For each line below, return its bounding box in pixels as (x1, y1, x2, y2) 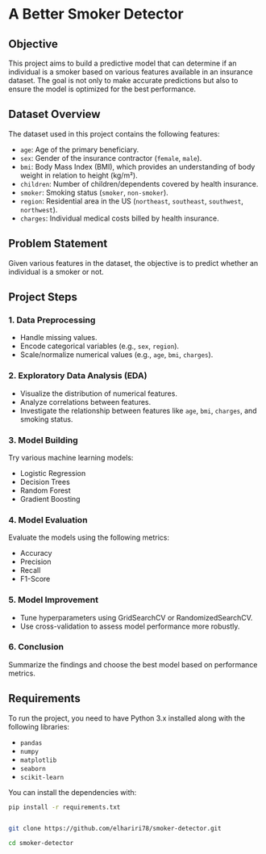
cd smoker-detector (8, 839, 74, 848)
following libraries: (8, 721, 70, 731)
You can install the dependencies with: (8, 787, 137, 797)
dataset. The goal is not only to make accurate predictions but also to (8, 76, 239, 85)
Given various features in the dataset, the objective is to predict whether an (8, 258, 259, 267)
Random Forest (19, 486, 71, 495)
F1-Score (19, 574, 51, 584)
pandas (19, 738, 43, 747)
